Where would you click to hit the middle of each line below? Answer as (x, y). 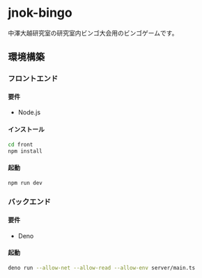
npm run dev (25, 183)
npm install (25, 151)
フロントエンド (33, 79)
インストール (26, 130)
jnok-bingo (40, 13)
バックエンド (30, 202)
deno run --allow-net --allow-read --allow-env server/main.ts (102, 268)
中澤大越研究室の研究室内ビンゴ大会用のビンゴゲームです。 (93, 33)
